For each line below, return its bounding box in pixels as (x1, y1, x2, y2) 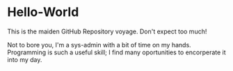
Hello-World (7, 4, 79, 20)
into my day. (7, 55, 42, 63)
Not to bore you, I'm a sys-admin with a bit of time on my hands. (7, 40, 191, 49)
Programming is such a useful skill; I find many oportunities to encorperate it (7, 48, 226, 56)
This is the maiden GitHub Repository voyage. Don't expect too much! (7, 27, 207, 35)
